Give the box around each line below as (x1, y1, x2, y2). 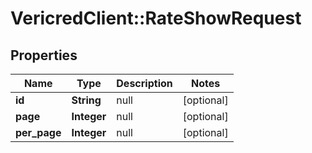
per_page (15, 126, 62, 139)
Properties (10, 47, 78, 64)
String (71, 93, 102, 107)
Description (116, 77, 173, 90)
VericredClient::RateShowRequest (10, 7, 302, 30)
